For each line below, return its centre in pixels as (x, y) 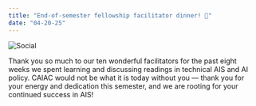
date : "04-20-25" (37, 23)
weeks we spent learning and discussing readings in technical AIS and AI (128, 69)
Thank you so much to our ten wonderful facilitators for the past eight (122, 61)
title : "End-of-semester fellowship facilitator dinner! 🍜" (110, 15)
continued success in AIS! (51, 94)
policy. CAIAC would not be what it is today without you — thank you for (126, 78)
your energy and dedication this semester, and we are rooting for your (123, 86)
